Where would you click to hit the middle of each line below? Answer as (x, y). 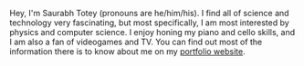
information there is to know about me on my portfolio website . (127, 52)
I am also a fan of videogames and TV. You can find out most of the (136, 42)
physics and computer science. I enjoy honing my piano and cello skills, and (152, 32)
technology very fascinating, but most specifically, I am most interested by (149, 23)
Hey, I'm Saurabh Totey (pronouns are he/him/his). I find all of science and (149, 13)
